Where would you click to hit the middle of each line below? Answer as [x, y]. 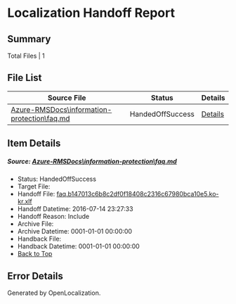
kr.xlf [25, 201]
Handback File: [39, 239]
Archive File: [35, 224]
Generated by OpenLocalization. [54, 293]
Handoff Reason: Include [53, 217]
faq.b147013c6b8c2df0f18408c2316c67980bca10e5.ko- [138, 194]
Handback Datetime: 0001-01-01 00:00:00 [79, 246]
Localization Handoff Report [91, 13]
